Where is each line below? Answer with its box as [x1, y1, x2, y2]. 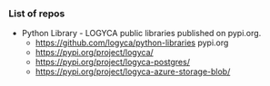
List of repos [8, 7, 65, 20]
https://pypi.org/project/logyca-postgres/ [35, 57, 190, 68]
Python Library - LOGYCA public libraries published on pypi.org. [21, 28, 262, 39]
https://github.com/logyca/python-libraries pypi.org [35, 37, 229, 48]
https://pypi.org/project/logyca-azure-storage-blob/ [35, 66, 231, 77]
